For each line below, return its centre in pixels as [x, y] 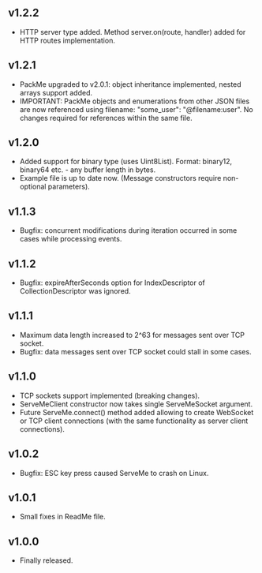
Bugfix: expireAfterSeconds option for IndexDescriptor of [112, 283]
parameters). [69, 187]
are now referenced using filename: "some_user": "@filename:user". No [137, 109]
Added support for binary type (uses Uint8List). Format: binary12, [126, 162]
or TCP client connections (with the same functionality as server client [134, 421]
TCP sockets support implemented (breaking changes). [109, 395]
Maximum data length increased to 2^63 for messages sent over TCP [132, 335]
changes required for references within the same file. [106, 118]
